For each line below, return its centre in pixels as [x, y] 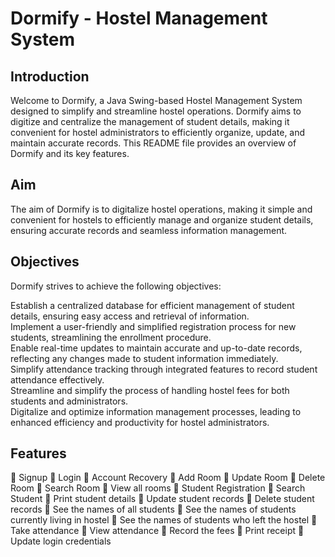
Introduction [50, 76]
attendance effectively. [57, 379]
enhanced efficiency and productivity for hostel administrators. [140, 422]
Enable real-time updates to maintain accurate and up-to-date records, [156, 348]
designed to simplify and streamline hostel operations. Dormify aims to [156, 111]
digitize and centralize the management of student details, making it [150, 121]
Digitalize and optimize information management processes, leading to [156, 411]
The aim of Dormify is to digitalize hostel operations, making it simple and [161, 209]
